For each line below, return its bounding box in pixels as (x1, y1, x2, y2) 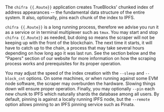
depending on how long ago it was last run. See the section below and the (5, 50, 156, 56)
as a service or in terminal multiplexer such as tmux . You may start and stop (5, 29, 158, 35)
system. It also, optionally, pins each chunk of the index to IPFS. (5, 15, 135, 20)
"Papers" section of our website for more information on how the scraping (5, 56, 156, 61)
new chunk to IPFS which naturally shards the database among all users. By (5, 91, 160, 97)
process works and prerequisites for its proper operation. (5, 61, 122, 66)
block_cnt (5, 76, 26, 81)
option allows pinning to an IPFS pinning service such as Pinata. (5, 102, 135, 107)
